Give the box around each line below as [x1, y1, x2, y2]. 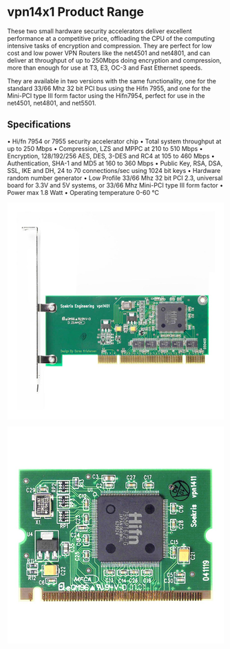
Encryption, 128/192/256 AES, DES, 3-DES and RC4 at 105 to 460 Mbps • [7, 152, 215, 160]
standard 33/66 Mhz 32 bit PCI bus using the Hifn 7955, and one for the [7, 84, 211, 92]
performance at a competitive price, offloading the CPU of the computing [7, 34, 216, 42]
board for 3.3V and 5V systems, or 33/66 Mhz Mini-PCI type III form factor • [7, 181, 224, 189]
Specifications [7, 119, 71, 131]
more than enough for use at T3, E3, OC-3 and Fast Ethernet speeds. [7, 63, 203, 72]
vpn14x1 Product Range [7, 4, 145, 20]
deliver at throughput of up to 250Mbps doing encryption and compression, [7, 56, 222, 64]
